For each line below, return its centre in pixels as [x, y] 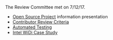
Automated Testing [32, 27]
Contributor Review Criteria [41, 22]
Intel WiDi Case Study [35, 32]
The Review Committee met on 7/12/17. [45, 7]
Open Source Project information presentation [60, 17]
